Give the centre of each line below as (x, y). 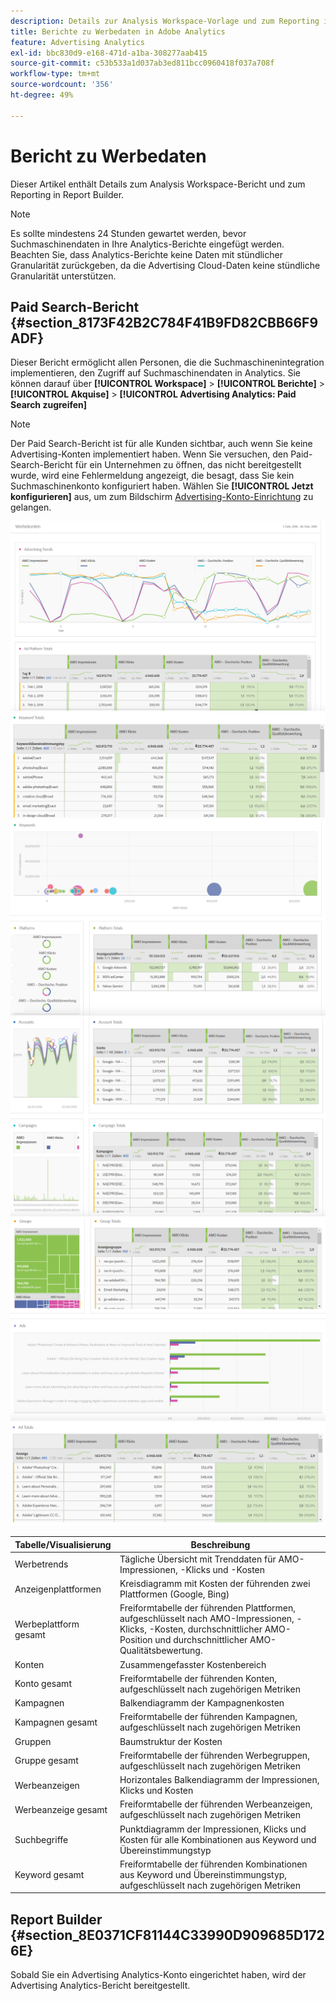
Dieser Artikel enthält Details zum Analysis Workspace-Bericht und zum (158, 184)
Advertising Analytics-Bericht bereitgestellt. (100, 1986)
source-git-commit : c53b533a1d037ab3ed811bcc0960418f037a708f (142, 63)
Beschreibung (220, 1544)
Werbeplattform (47, 1624)
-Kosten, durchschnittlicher (205, 1629)
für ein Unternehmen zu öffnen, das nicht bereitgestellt (188, 465)
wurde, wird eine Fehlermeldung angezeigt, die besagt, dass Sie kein (152, 476)
